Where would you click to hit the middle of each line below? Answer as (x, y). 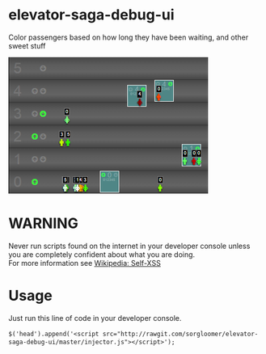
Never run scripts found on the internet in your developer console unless (129, 246)
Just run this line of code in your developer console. (95, 318)
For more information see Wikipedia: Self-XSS (85, 263)
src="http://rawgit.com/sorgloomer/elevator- (180, 334)
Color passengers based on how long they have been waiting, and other (129, 37)
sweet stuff (27, 45)
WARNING (43, 223)
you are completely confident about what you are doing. (102, 254)
